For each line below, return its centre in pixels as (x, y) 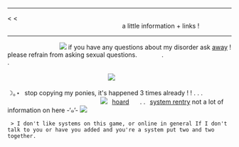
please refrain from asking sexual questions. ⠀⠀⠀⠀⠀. (85, 55)
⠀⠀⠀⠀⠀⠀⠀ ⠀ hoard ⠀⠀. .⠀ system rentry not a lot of (146, 102)
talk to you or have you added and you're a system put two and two (111, 130)
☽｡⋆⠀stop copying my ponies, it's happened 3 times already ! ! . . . (105, 93)
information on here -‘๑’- (43, 110)
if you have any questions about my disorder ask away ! (150, 47)
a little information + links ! (161, 26)
